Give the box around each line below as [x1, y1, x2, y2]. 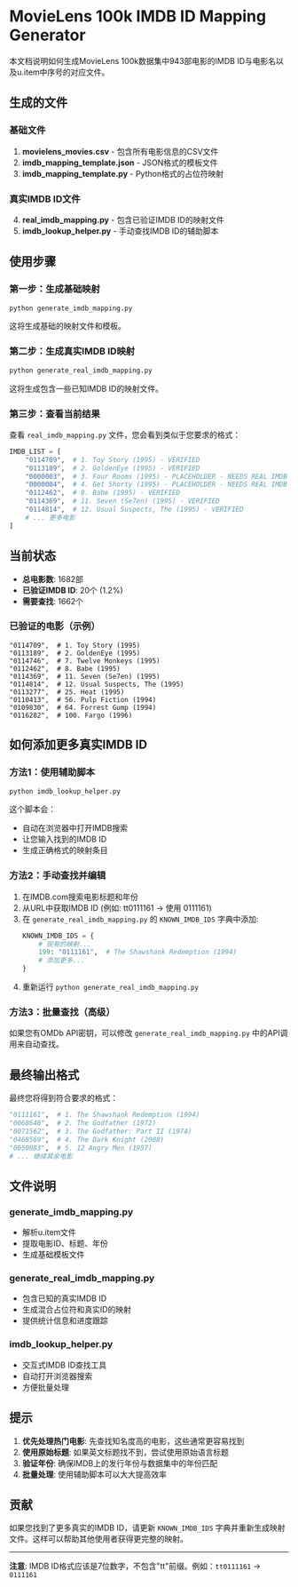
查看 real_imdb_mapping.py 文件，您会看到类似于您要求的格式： [9, 429, 241, 440]
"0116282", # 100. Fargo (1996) [9, 711, 133, 720]
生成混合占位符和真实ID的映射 [21, 1304, 131, 1315]
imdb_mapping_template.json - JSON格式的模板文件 [21, 157, 219, 168]
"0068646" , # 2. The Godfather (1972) [9, 1119, 157, 1128]
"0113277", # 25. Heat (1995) [9, 687, 125, 697]
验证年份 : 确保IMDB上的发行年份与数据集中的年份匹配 [21, 1457, 218, 1468]
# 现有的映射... [38, 939, 91, 948]
